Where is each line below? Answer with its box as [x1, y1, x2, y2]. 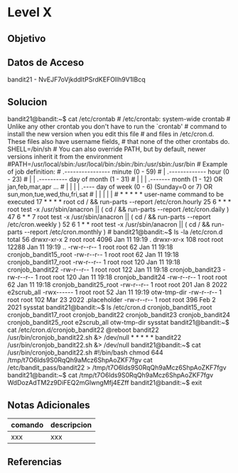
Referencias [7, 456, 63, 468]
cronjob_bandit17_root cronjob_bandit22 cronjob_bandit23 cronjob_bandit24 [7, 311, 231, 319]
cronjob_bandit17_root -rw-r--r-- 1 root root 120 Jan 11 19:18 [7, 258, 181, 267]
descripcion [50, 420, 92, 430]
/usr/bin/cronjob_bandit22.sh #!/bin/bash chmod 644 [7, 348, 163, 357]
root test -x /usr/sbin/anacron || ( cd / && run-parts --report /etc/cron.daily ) [7, 205, 229, 213]
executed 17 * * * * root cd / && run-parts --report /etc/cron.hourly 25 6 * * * [7, 198, 232, 206]
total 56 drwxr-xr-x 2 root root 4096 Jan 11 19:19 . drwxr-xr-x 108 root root [7, 235, 224, 244]
